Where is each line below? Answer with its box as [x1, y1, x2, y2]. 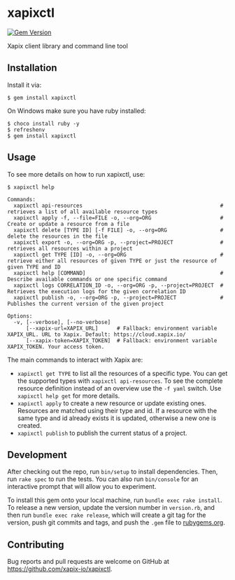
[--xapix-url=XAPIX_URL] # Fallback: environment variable [25, 325, 218, 332]
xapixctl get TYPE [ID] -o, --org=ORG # [13, 251, 224, 258]
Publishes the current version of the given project [7, 300, 164, 307]
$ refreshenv [7, 126, 45, 133]
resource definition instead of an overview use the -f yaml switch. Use [17, 384, 222, 392]
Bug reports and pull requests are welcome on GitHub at [7, 558, 170, 566]
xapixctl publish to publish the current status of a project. [17, 429, 187, 437]
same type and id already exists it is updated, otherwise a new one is [17, 414, 217, 422]
